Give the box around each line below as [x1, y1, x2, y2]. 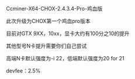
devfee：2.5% [6, 67, 41, 74]
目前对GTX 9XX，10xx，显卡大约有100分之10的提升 [6, 30, 130, 37]
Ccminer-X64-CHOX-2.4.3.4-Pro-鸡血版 [6, 5, 103, 12]
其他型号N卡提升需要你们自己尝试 [6, 43, 87, 49]
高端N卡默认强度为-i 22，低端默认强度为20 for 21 [6, 55, 124, 61]
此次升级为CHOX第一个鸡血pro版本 [6, 18, 91, 25]
